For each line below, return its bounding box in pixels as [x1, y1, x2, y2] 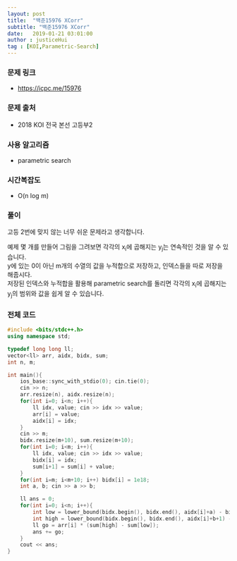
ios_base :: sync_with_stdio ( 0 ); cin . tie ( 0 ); [20, 378, 150, 385]
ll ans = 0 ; [20, 495, 55, 503]
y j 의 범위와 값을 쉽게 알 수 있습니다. [7, 290, 104, 300]
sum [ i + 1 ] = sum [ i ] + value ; [32, 463, 115, 470]
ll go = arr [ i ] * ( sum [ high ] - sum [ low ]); [32, 522, 159, 529]
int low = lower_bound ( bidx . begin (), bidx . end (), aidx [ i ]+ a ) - [32, 509, 222, 516]
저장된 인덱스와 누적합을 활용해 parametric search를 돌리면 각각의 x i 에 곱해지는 [7, 279, 227, 290]
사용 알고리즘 [7, 140, 49, 149]
